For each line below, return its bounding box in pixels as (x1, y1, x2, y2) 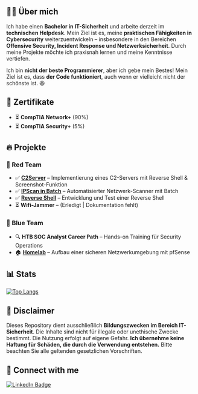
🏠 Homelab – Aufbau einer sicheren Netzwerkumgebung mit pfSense (14, 248, 190, 255)
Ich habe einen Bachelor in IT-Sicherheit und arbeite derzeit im (6, 22, 165, 30)
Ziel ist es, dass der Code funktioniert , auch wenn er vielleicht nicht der (6, 73, 186, 80)
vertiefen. (6, 54, 30, 62)
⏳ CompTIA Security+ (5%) (14, 122, 85, 130)
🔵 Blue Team (6, 219, 43, 228)
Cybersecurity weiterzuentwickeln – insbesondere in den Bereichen (6, 35, 176, 43)
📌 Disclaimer (6, 306, 55, 316)
